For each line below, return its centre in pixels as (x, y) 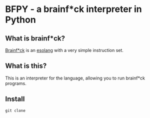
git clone (15, 110)
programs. (16, 83)
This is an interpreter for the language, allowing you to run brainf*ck (75, 78)
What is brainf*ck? (35, 38)
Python (20, 20)
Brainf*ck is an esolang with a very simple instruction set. (64, 50)
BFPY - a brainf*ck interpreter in (73, 9)
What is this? (26, 66)
